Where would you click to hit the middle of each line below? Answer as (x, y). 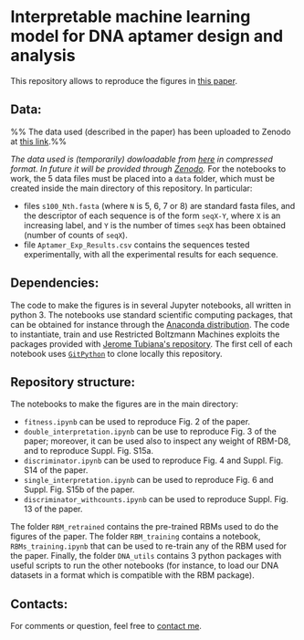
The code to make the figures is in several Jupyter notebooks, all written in (151, 305)
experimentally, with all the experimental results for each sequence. (151, 254)
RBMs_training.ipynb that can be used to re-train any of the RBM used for (148, 546)
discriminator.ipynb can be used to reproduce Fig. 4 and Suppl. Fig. (153, 461)
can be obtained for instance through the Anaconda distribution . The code (150, 324)
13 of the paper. (53, 509)
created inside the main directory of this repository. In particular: (131, 188)
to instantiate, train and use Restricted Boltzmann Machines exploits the (145, 334)
